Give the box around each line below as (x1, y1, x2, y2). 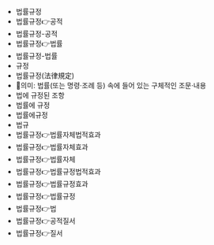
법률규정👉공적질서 (15, 216, 76, 225)
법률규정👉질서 (15, 228, 63, 238)
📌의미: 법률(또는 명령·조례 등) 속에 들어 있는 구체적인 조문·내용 (15, 81, 207, 90)
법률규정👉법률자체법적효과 (15, 130, 101, 139)
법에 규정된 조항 (15, 91, 65, 100)
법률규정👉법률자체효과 (15, 143, 88, 151)
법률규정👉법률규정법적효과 (15, 167, 101, 176)
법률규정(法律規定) (15, 71, 75, 80)
